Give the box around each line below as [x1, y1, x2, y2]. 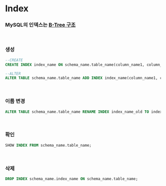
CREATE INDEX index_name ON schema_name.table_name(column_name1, [5, 62, 145, 67]
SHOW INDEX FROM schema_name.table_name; [5, 143, 92, 148]
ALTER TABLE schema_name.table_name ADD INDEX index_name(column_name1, [5, 76, 158, 81]
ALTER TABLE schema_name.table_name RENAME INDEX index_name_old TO [5, 109, 149, 114]
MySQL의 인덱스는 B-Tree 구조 [5, 22, 76, 29]
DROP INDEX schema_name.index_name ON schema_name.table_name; [5, 176, 138, 181]
